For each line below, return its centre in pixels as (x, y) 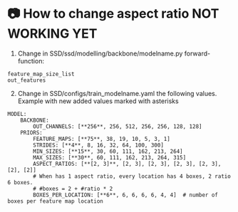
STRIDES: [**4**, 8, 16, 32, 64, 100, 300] (98, 145)
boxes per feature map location (55, 201)
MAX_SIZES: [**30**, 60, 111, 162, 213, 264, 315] (110, 157)
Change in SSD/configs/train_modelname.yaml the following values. (117, 93)
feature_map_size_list (41, 74)
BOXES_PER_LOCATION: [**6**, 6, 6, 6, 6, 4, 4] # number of (126, 195)
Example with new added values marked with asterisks (98, 101)
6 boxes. (20, 182)
